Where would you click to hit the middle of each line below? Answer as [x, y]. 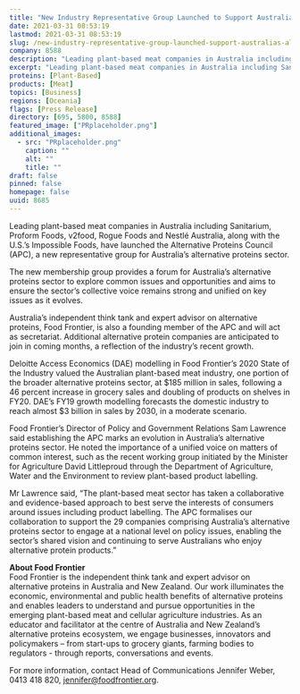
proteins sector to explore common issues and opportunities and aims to [142, 281]
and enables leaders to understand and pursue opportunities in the [132, 605]
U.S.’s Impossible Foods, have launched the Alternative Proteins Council [142, 245]
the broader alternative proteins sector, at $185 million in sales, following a [146, 382]
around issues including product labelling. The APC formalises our [131, 512]
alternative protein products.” [63, 550]
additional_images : [46, 134]
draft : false [33, 175]
